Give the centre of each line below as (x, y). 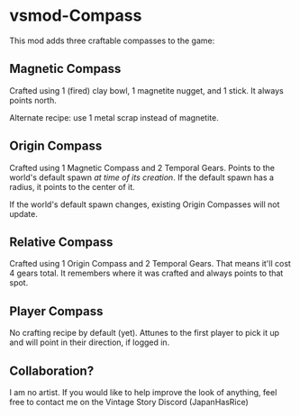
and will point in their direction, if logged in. (90, 342)
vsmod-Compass (76, 16)
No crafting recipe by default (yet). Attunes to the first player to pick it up (145, 333)
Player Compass (56, 311)
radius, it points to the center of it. (72, 186)
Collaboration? (52, 371)
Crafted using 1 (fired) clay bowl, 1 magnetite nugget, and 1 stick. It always (146, 90)
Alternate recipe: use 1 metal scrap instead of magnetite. (114, 117)
